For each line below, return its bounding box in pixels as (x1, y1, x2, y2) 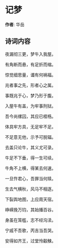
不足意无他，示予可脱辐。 (5, 134, 56, 140)
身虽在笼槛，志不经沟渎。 (5, 217, 56, 223)
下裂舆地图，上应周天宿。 (5, 196, 56, 202)
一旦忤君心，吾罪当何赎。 (5, 175, 56, 181)
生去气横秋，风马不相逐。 (5, 186, 56, 192)
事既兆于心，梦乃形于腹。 (5, 92, 56, 98)
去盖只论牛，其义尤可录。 (5, 145, 56, 150)
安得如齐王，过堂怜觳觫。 (5, 238, 56, 244)
